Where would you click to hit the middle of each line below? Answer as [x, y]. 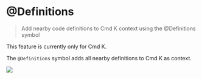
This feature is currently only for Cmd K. [57, 46]
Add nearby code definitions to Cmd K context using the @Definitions [108, 28]
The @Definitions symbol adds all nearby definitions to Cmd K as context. [99, 58]
